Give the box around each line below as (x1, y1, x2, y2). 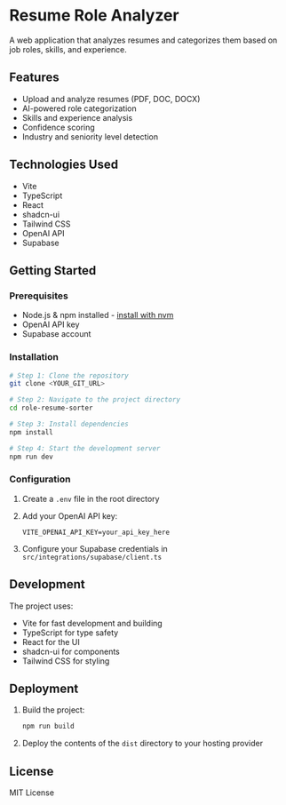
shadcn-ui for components (21, 646, 120, 657)
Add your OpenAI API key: (21, 510, 118, 521)
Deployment (9, 681, 79, 697)
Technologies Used (9, 157, 118, 172)
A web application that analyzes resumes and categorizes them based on (9, 35, 278, 45)
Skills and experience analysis (21, 112, 133, 123)
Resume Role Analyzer (9, 5, 179, 26)
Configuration (9, 473, 71, 485)
